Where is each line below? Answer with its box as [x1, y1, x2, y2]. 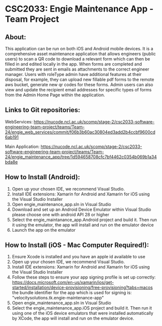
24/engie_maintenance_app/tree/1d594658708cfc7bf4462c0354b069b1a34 [5, 154, 157, 160]
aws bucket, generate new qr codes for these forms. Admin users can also [5, 82, 153, 88]
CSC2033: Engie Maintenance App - [5, 3, 154, 15]
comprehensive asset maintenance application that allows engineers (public [5, 51, 156, 57]
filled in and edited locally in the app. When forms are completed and [5, 61, 142, 67]
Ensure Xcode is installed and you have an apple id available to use [12, 254, 146, 260]
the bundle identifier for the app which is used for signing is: [12, 290, 132, 296]
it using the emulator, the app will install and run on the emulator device [12, 222, 154, 228]
